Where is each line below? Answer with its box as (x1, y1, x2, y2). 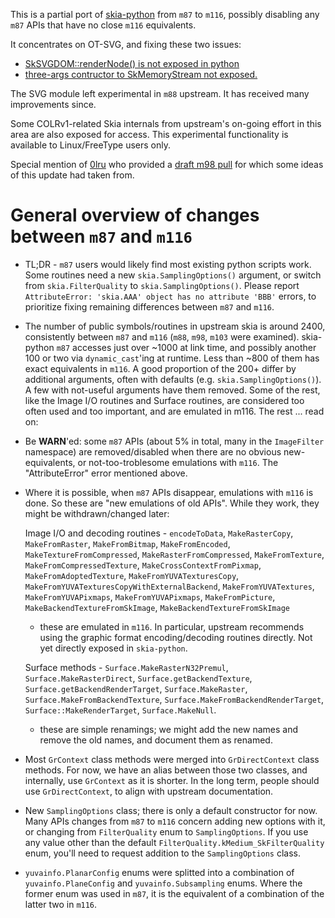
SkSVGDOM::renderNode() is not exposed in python (24, 58, 240, 69)
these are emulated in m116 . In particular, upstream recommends (39, 620, 305, 633)
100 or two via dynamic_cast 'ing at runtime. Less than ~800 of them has (24, 352, 320, 364)
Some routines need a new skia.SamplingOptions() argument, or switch (24, 269, 322, 281)
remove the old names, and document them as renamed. (39, 734, 273, 746)
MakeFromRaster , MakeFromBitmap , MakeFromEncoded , (24, 537, 231, 549)
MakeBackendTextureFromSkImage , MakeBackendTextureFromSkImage (24, 601, 290, 613)
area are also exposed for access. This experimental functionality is (10, 129, 289, 140)
